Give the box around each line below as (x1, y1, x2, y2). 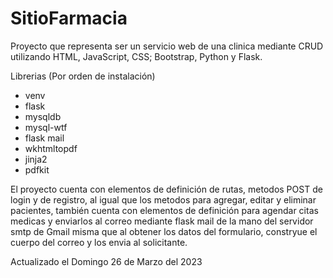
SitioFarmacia (10, 7, 128, 30)
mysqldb (24, 110, 62, 122)
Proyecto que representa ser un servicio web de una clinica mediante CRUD (10, 40, 324, 52)
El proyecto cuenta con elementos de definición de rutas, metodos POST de (10, 183, 323, 195)
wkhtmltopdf (24, 142, 78, 154)
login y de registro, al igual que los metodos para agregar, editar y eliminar (10, 193, 317, 206)
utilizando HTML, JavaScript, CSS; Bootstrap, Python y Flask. (10, 50, 263, 62)
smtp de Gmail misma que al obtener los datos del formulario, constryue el (10, 225, 318, 237)
